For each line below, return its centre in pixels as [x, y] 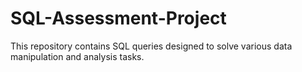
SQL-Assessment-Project [118, 18]
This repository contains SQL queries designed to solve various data [151, 46]
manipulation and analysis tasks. [77, 56]
